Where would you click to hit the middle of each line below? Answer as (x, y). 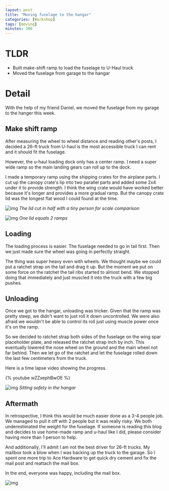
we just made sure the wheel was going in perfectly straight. (68, 252)
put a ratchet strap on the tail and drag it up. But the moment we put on (79, 267)
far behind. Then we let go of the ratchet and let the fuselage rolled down (81, 353)
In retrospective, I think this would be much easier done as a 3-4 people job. (84, 416)
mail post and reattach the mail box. (42, 463)
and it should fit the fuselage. (36, 152)
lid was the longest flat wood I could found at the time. (62, 198)
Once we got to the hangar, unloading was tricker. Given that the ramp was (83, 311)
